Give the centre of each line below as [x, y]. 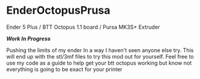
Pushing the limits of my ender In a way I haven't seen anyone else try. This [100, 50]
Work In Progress [28, 38]
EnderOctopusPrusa [58, 10]
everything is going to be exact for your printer [64, 69]
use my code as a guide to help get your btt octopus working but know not [99, 63]
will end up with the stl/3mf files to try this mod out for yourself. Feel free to [100, 56]
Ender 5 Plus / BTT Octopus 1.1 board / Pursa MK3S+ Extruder [83, 27]
